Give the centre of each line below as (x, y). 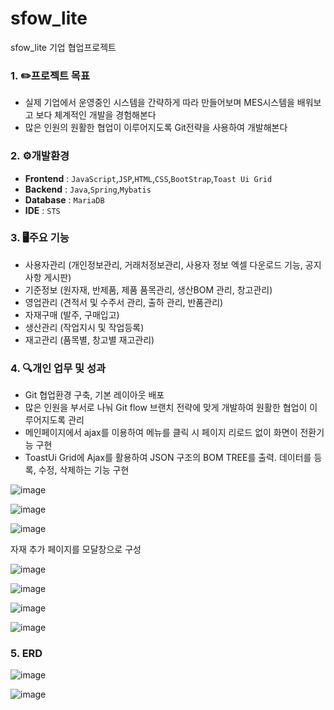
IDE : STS (42, 210)
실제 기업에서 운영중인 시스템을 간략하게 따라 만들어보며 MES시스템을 (159, 103)
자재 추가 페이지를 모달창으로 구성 (76, 549)
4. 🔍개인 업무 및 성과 (58, 368)
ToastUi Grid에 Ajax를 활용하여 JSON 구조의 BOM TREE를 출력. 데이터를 (168, 458)
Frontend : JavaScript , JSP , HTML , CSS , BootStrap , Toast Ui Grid (148, 178)
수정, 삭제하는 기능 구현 (84, 470)
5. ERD (26, 654)
